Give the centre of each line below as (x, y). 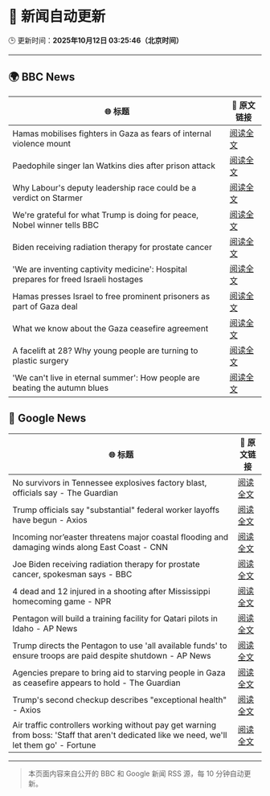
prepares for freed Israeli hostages (78, 279)
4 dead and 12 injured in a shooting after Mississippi (111, 591)
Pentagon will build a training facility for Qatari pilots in (115, 618)
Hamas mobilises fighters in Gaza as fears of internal (112, 133)
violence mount (41, 143)
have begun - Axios (50, 519)
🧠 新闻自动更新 (57, 16)
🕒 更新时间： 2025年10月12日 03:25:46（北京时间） (96, 40)
